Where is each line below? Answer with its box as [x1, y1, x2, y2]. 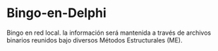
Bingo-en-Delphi [6, 5, 107, 21]
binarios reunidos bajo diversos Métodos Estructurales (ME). [6, 35, 183, 44]
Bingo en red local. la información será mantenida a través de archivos [6, 28, 212, 37]
